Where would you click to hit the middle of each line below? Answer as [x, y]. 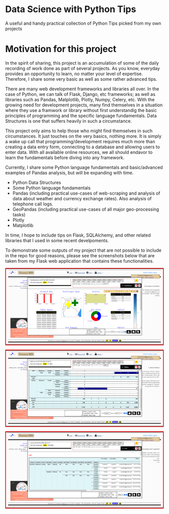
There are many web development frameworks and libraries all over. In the [82, 89]
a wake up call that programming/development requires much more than [80, 141]
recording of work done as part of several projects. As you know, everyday [82, 68]
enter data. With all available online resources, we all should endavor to [79, 152]
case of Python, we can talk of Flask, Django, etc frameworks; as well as [80, 94]
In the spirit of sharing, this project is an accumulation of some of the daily [82, 63]
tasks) [19, 214]
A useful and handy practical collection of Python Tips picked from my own [83, 23]
